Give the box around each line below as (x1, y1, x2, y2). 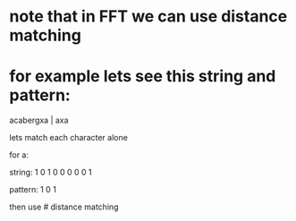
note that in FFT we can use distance (9, 6, 288, 27)
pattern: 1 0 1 (9, 184, 56, 195)
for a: (9, 149, 30, 160)
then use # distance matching (9, 201, 119, 212)
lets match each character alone (9, 132, 128, 143)
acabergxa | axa (9, 115, 69, 126)
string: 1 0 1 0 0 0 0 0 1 (9, 167, 92, 178)
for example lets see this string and (9, 66, 276, 87)
